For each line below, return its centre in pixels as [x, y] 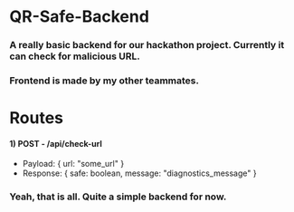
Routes [36, 118]
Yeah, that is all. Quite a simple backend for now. [118, 197]
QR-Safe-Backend [79, 17]
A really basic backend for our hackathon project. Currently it [147, 45]
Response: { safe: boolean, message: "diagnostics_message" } [139, 173]
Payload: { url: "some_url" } [73, 164]
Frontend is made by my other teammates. [104, 81]
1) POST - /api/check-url [56, 143]
